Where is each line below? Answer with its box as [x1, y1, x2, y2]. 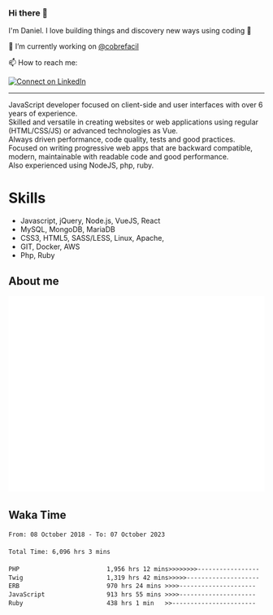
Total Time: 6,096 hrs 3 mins [8, 547, 111, 556]
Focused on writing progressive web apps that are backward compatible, [8, 143, 253, 153]
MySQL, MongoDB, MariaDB [19, 225, 115, 234]
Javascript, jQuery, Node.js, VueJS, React [19, 216, 161, 226]
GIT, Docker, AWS [19, 242, 80, 251]
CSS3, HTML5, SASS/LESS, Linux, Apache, [19, 233, 165, 243]
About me [8, 274, 59, 288]
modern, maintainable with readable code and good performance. [8, 152, 229, 162]
